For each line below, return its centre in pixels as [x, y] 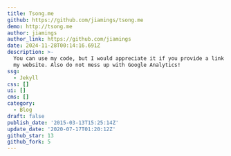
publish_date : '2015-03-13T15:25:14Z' [63, 123]
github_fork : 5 [29, 142]
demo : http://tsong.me [40, 26]
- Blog [23, 110]
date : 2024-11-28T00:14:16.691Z [54, 46]
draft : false [26, 116]
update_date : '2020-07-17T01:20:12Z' [62, 129]
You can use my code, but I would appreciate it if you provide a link [119, 59]
